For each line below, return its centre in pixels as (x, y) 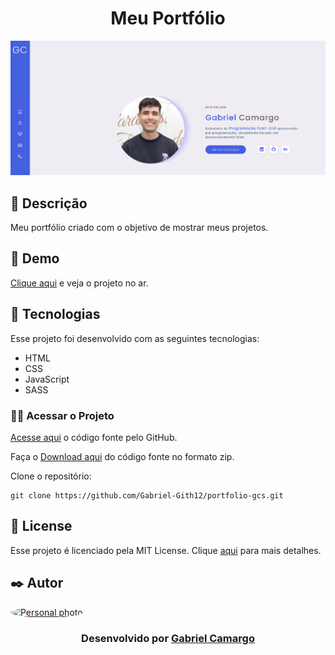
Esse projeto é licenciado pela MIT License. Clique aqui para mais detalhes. (166, 550)
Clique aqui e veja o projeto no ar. (79, 283)
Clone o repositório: (51, 476)
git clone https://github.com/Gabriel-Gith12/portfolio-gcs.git (147, 495)
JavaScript (47, 379)
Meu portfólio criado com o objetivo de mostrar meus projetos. (139, 228)
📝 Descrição (49, 203)
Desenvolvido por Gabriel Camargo (168, 638)
